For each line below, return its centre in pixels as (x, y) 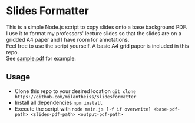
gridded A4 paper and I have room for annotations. (68, 39)
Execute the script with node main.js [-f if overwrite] (83, 109)
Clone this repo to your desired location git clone (75, 91)
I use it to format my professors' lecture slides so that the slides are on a (94, 33)
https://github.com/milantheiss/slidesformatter (75, 97)
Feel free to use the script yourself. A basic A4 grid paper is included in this (97, 46)
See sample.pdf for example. (41, 58)
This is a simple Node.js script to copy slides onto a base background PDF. (97, 27)
